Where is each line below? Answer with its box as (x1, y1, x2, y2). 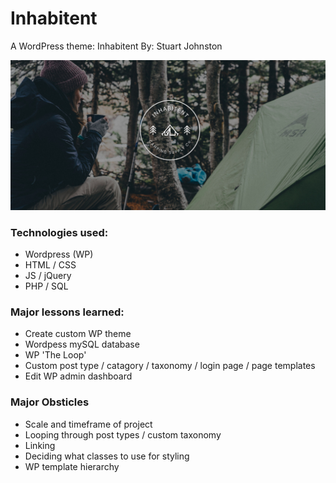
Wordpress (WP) (24, 248, 94, 260)
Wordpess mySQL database (24, 338, 140, 351)
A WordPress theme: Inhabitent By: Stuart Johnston (10, 40, 223, 52)
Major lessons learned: (10, 305, 125, 319)
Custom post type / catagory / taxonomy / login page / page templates (24, 360, 316, 372)
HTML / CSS (24, 258, 77, 271)
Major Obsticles (10, 395, 90, 409)
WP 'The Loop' (24, 349, 87, 361)
